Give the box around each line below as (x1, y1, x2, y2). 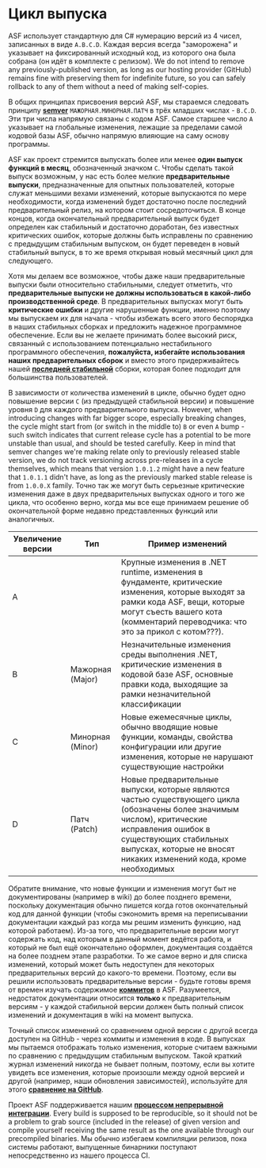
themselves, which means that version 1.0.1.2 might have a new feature (8, 464, 245, 473)
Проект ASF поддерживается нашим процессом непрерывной (8, 1100, 224, 1109)
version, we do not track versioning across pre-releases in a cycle (8, 455, 223, 465)
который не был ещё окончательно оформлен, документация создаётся (8, 942, 253, 952)
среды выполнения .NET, (121, 649, 218, 660)
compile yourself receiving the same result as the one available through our (8, 1125, 255, 1135)
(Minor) (70, 741, 99, 752)
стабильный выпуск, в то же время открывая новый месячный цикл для (8, 247, 253, 256)
